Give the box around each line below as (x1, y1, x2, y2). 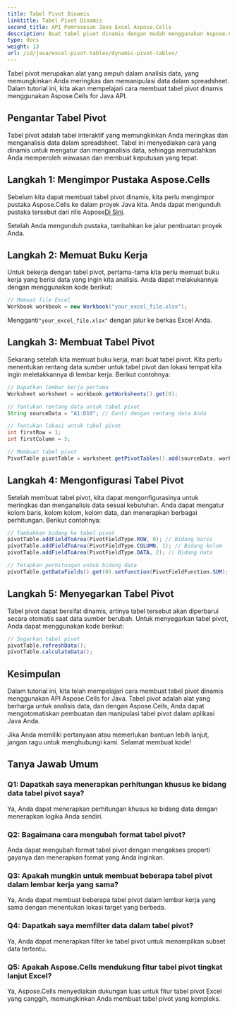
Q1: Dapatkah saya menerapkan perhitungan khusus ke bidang (7, 780, 227, 790)
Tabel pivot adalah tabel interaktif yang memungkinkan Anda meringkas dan (7, 131, 229, 139)
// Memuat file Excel (7, 297, 71, 304)
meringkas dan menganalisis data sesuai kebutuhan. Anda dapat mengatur (7, 501, 224, 509)
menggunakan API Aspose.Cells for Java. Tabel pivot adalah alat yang (7, 694, 210, 703)
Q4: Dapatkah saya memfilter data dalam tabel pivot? (7, 921, 194, 931)
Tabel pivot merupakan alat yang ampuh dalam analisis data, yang (7, 69, 200, 78)
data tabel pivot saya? (7, 788, 85, 798)
